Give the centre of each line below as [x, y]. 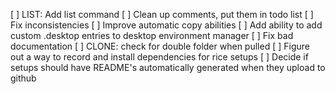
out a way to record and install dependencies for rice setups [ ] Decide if [159, 57]
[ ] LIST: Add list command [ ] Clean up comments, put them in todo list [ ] [162, 14]
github [23, 78]
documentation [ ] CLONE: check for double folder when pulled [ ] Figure [160, 46]
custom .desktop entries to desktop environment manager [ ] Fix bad [152, 35]
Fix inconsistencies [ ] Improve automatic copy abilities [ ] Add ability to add [166, 25]
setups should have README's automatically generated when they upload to [168, 67]
